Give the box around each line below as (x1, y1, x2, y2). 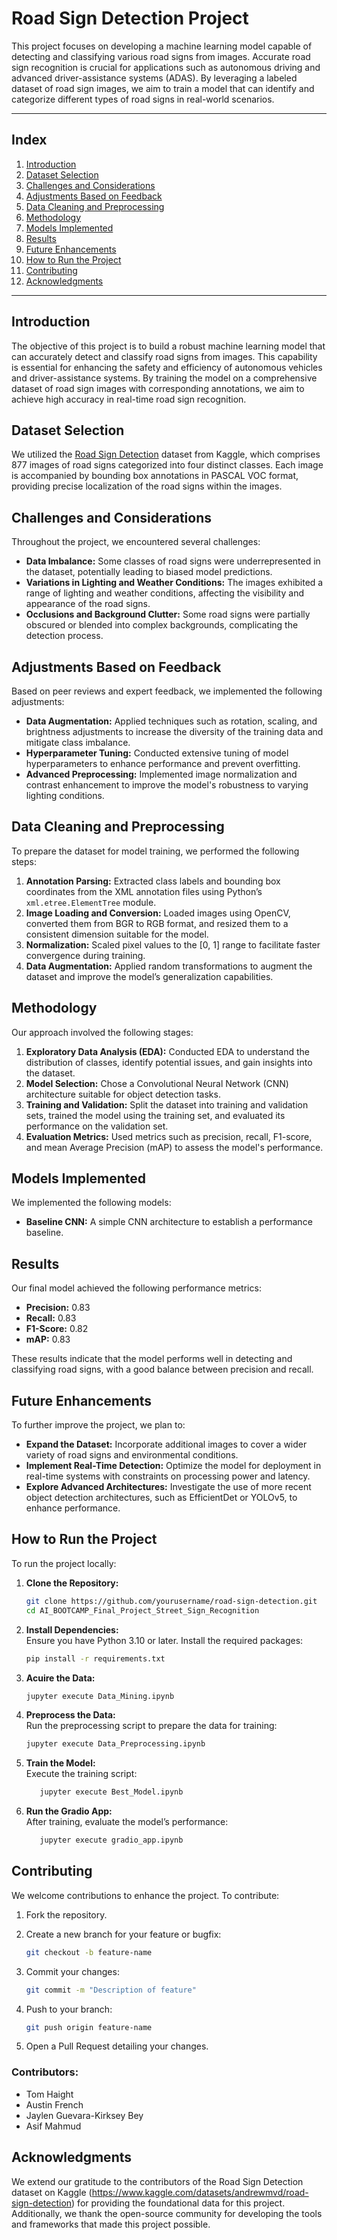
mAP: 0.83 (25, 1333, 71, 1346)
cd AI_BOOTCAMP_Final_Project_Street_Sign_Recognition (25, 1605, 260, 1616)
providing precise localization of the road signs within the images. (11, 480, 283, 492)
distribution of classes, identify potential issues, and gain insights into (25, 1056, 313, 1068)
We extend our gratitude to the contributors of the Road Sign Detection (11, 2175, 304, 2187)
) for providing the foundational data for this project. (71, 2197, 286, 2209)
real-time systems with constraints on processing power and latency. (25, 1470, 311, 1482)
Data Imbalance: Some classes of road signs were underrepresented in (25, 555, 321, 567)
